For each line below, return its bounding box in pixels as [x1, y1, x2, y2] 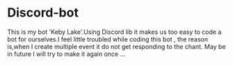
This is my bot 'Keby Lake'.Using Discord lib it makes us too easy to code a [7, 28, 222, 36]
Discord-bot [7, 5, 79, 21]
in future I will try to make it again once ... [7, 50, 126, 58]
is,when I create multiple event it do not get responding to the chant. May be [7, 42, 226, 50]
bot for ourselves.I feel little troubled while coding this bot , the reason [7, 35, 209, 43]
